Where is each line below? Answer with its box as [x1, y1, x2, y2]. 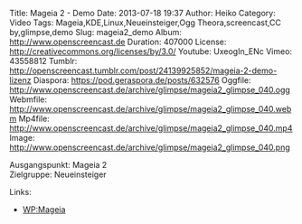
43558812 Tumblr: [9, 56, 78, 66]
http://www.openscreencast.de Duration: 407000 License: [9, 36, 227, 47]
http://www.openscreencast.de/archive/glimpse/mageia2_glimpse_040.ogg [9, 85, 291, 95]
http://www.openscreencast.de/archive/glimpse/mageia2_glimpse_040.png [9, 142, 291, 153]
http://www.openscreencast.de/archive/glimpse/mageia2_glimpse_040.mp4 [9, 123, 293, 134]
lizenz [9, 75, 32, 85]
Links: [9, 187, 32, 197]
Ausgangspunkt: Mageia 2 [9, 160, 108, 170]
